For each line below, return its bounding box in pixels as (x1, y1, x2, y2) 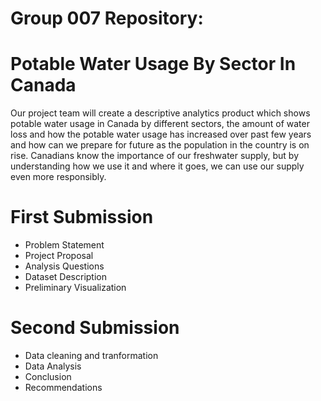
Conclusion (24, 371, 72, 382)
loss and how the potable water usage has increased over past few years (10, 128, 312, 141)
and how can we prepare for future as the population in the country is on (10, 139, 310, 151)
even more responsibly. (10, 171, 107, 183)
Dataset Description (24, 271, 108, 283)
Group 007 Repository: (10, 7, 204, 30)
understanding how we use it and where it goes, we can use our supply (10, 160, 305, 172)
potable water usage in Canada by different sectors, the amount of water (10, 118, 310, 130)
